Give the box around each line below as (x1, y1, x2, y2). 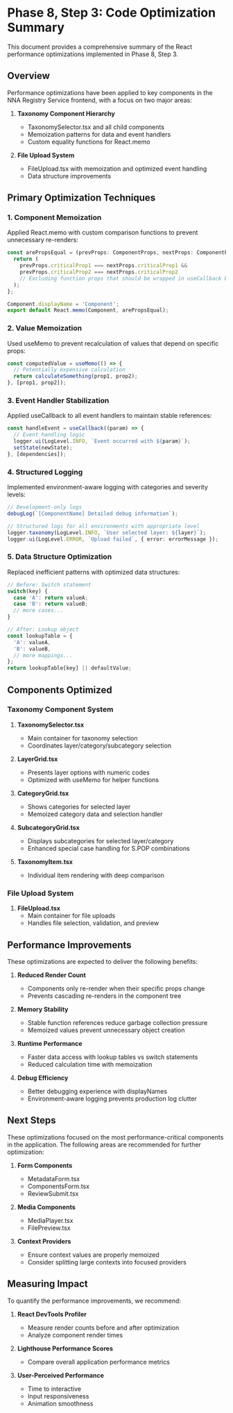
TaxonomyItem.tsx (17, 857, 73, 865)
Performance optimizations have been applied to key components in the (7, 88, 213, 96)
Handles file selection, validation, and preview (27, 919, 159, 927)
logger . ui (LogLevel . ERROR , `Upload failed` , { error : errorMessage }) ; (7, 536, 218, 543)
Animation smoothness (27, 1399, 94, 1407)
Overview (7, 70, 51, 82)
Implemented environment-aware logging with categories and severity (7, 483, 208, 491)
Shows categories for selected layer (27, 802, 131, 811)
